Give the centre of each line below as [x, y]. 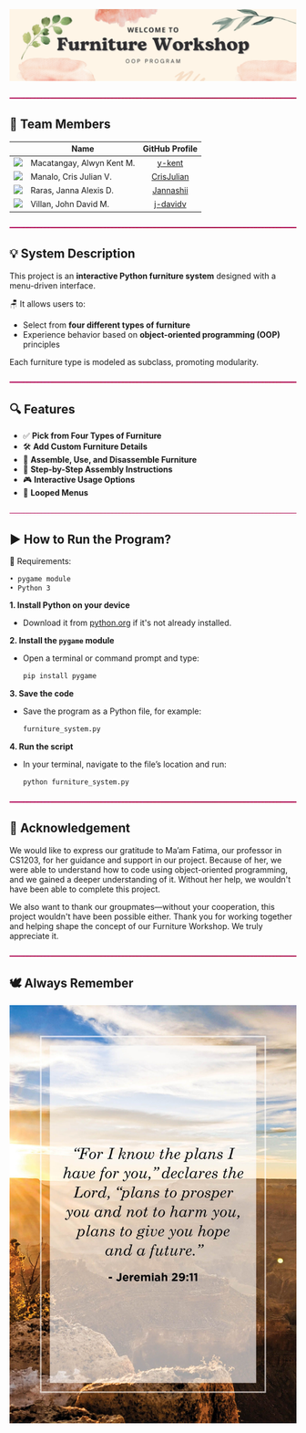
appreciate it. [34, 936]
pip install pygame [60, 676]
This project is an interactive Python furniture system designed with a [143, 276]
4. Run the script [41, 747]
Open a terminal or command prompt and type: [111, 658]
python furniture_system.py [76, 782]
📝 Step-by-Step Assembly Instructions [97, 469]
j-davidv [170, 204]
